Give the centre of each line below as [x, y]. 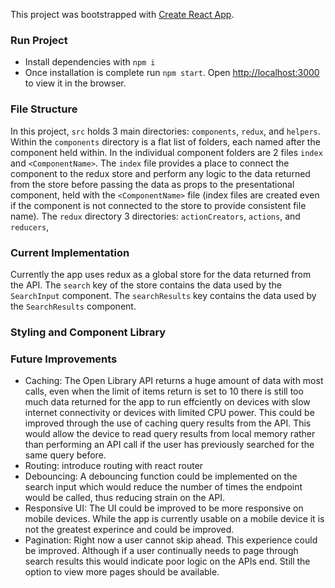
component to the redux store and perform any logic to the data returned [160, 173]
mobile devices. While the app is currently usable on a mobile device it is [174, 519]
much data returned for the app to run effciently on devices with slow [167, 402]
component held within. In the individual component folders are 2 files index [166, 152]
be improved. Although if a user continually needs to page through [161, 551]
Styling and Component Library [88, 332]
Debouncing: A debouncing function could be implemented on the [161, 476]
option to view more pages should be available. [122, 572]
